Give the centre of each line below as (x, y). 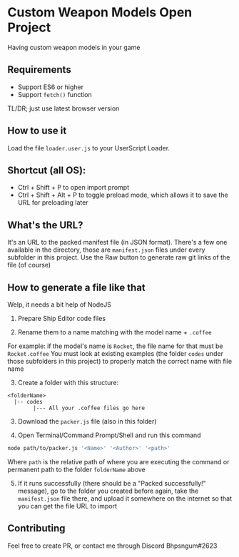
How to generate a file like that (77, 287)
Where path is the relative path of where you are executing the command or (118, 461)
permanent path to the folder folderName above (77, 469)
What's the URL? (45, 225)
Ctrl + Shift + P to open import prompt (73, 188)
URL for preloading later (53, 203)
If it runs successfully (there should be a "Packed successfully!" (112, 483)
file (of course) (29, 265)
